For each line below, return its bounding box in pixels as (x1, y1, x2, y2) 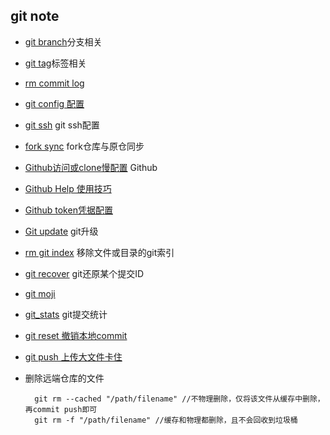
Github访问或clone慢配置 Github (24, 161, 158, 173)
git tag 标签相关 (24, 57, 87, 69)
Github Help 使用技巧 (24, 182, 112, 194)
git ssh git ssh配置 (24, 119, 100, 131)
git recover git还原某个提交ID (24, 267, 144, 279)
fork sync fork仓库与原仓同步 (24, 140, 145, 152)
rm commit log (24, 77, 85, 89)
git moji (24, 287, 56, 299)
